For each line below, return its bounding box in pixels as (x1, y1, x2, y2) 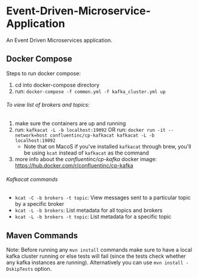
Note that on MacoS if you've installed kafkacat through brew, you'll (23, 143, 191, 150)
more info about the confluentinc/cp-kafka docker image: (14, 155, 157, 162)
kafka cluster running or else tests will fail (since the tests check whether (6, 252, 187, 260)
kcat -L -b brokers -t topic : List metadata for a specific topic (14, 213, 172, 220)
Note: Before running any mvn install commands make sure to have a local (6, 246, 193, 253)
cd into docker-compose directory (14, 81, 100, 88)
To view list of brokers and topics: (6, 101, 90, 109)
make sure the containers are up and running (14, 119, 126, 126)
